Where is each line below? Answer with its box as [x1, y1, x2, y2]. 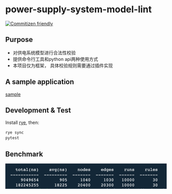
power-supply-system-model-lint [5, 4, 152, 15]
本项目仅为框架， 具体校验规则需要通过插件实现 [12, 62, 113, 69]
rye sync [5, 130, 24, 135]
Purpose [5, 35, 33, 44]
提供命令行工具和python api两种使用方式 [12, 56, 98, 62]
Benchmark [5, 149, 44, 158]
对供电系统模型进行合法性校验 [12, 50, 76, 56]
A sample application [5, 78, 74, 87]
